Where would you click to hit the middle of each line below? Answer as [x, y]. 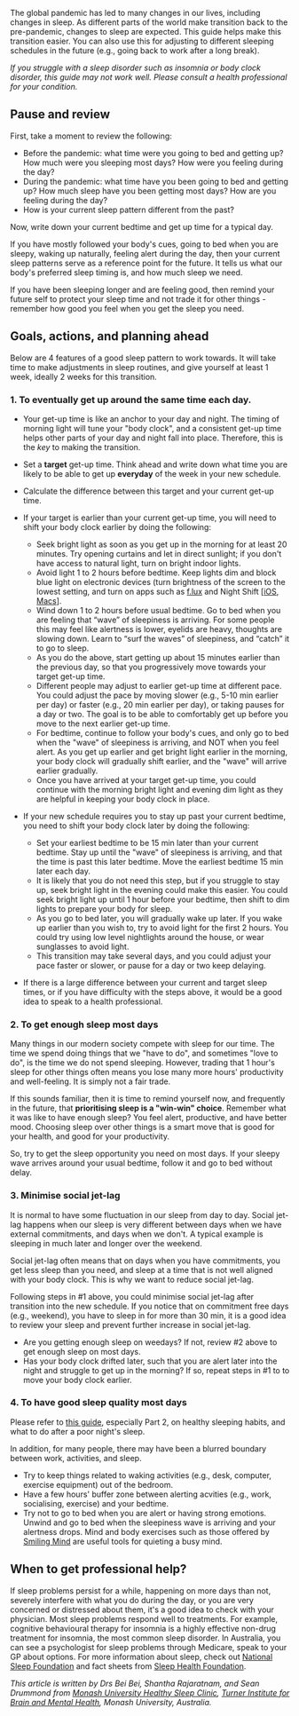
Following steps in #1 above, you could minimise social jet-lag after [132, 1296]
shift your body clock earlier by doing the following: [117, 526]
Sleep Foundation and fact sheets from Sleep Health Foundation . [128, 1666]
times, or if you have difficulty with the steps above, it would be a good [153, 992]
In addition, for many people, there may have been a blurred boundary [138, 1448]
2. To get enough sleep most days [84, 1024]
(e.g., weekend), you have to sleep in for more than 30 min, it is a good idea [148, 1315]
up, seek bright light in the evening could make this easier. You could [162, 890]
